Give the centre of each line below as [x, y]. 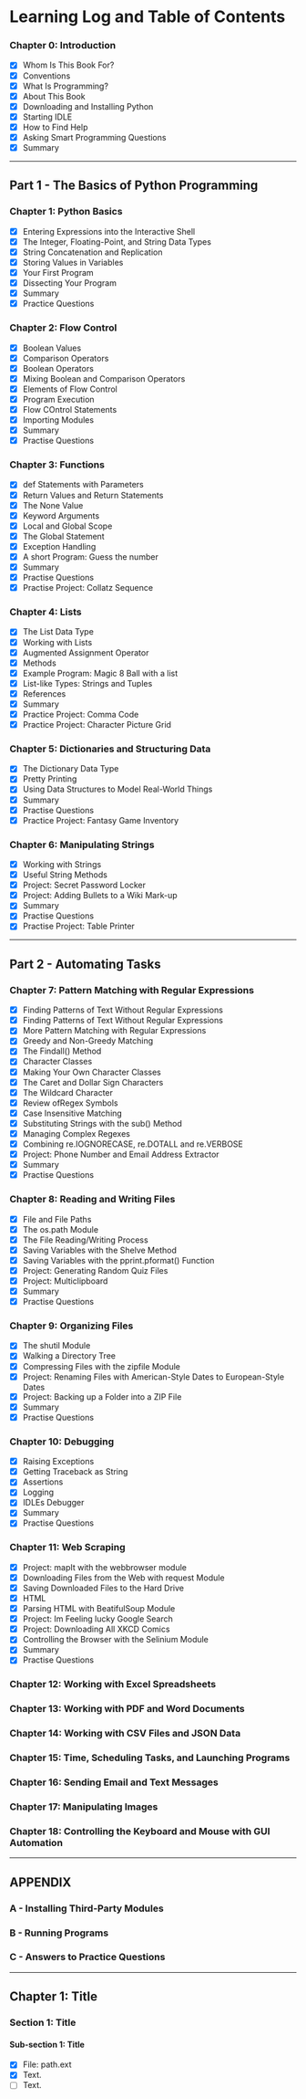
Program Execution [58, 399]
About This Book [54, 96]
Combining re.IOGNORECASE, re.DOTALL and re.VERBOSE [133, 1144]
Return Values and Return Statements [93, 495]
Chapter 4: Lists [46, 612]
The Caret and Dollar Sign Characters [93, 1082]
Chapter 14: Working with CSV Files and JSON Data [125, 1734]
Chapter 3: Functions [57, 465]
